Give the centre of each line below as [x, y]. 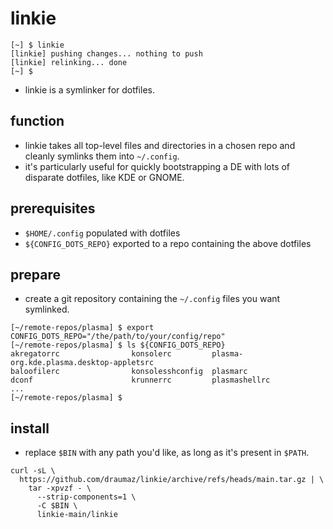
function [37, 121]
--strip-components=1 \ [86, 497]
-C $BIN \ [57, 506]
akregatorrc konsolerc [91, 354]
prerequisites [53, 208]
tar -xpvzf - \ [60, 488]
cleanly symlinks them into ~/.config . [102, 156]
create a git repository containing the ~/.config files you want [152, 299]
